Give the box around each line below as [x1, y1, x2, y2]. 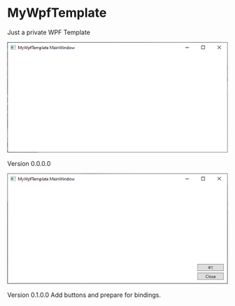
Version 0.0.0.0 [7, 159, 51, 167]
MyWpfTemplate [7, 5, 107, 21]
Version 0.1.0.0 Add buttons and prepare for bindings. [7, 291, 161, 299]
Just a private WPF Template [7, 28, 91, 36]
